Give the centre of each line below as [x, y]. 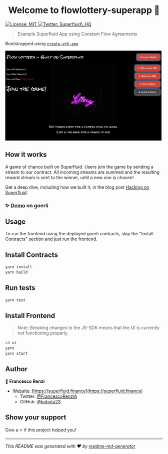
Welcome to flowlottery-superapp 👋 [84, 10]
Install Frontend [30, 316]
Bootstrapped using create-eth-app [42, 43]
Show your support [36, 418]
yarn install [19, 267]
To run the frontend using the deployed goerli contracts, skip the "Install [79, 234]
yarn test [15, 300]
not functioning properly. [43, 333]
